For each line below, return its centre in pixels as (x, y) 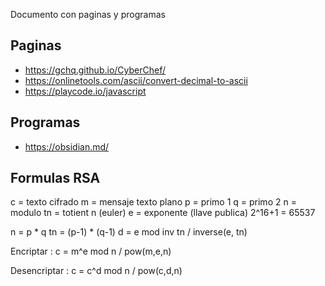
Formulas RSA (55, 178)
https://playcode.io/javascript (85, 91)
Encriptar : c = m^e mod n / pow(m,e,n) (91, 251)
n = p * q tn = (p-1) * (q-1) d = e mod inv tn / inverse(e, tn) (129, 232)
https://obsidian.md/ (67, 146)
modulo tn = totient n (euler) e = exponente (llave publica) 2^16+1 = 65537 (163, 213)
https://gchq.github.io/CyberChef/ (95, 70)
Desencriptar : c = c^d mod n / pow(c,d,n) (96, 271)
